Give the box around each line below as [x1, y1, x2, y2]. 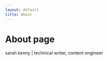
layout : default [5, 7, 39, 12]
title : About [5, 12, 32, 17]
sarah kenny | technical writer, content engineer [5, 50, 104, 56]
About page [5, 33, 55, 45]
